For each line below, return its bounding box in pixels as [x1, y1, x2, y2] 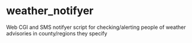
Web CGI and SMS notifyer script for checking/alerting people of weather [6, 24, 186, 31]
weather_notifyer [6, 4, 94, 18]
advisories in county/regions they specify [6, 29, 108, 37]
